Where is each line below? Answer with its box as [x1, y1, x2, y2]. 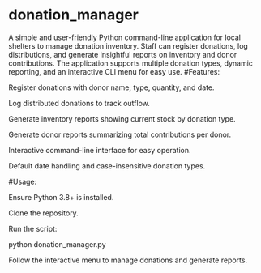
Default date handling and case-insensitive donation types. [8, 160, 206, 171]
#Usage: [8, 177, 37, 186]
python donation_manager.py [8, 239, 107, 249]
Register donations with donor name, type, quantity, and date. [8, 83, 215, 92]
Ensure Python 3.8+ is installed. [8, 192, 114, 202]
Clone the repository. [8, 208, 79, 218]
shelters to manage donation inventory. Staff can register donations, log [8, 41, 249, 50]
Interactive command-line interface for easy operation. [8, 145, 191, 155]
